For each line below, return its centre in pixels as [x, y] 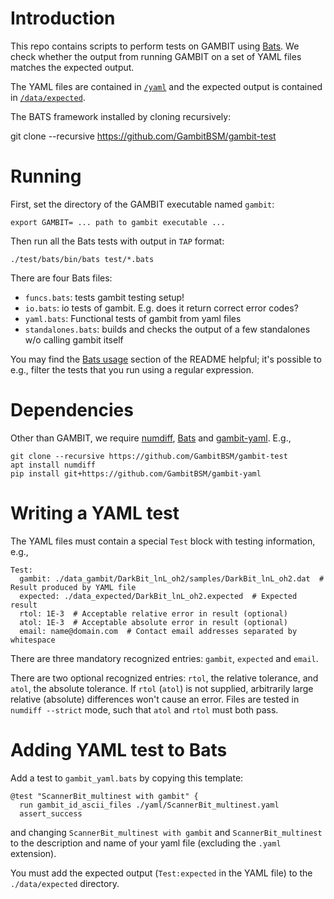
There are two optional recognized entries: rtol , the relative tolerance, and [164, 678]
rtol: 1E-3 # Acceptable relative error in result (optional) [153, 613]
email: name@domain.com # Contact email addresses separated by [158, 631]
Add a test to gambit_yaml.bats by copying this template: [127, 778]
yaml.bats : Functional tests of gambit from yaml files [133, 318]
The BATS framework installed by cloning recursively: [121, 116]
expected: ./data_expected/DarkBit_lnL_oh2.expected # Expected [158, 596]
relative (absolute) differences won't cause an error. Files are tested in [155, 699]
